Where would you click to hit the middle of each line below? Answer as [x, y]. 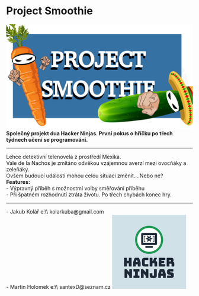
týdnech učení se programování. [47, 139]
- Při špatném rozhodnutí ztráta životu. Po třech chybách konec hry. [89, 195]
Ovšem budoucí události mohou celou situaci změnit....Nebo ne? [85, 176]
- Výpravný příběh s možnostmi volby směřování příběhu [76, 188]
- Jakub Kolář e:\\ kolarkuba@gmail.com [55, 211]
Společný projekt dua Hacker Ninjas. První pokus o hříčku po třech [89, 133]
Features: [18, 182]
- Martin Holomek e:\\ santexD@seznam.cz [58, 287]
